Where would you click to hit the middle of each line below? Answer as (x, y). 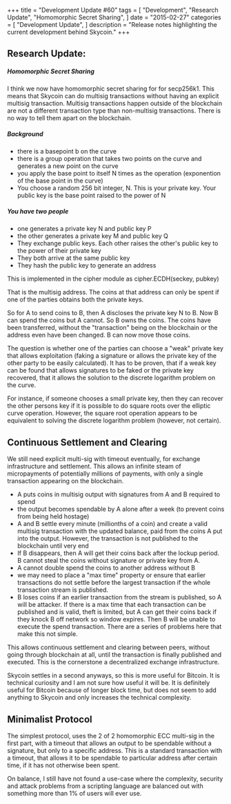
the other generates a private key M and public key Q (93, 236)
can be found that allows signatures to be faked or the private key (101, 371)
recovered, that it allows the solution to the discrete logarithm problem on (111, 378)
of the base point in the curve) (60, 181)
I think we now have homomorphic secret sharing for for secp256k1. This (111, 88)
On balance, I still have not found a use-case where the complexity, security (115, 778)
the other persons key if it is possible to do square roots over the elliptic (109, 406)
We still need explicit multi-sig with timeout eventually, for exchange (104, 459)
